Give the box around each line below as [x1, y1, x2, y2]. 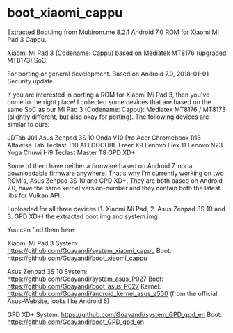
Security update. [7, 76, 55, 85]
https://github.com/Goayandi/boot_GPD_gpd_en [7, 318, 145, 326]
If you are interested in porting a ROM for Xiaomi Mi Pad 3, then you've [7, 90, 210, 99]
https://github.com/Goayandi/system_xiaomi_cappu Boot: [7, 246, 172, 254]
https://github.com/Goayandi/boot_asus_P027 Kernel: [7, 282, 161, 290]
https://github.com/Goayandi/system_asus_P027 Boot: [7, 275, 163, 283]
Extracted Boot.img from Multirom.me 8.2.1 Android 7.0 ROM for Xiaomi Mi [7, 28, 219, 36]
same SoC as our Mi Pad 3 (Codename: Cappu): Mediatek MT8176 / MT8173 [7, 105, 226, 113]
